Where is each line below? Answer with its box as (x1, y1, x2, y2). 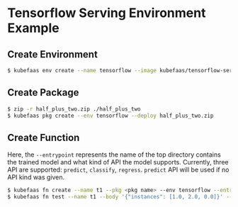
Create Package (7, 86, 79, 99)
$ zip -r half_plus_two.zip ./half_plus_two (7, 105, 141, 113)
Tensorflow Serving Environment (7, 5, 206, 21)
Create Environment (7, 48, 98, 60)
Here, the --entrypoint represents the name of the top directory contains (7, 150, 221, 159)
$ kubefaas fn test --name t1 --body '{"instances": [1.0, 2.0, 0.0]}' (7, 194, 223, 201)
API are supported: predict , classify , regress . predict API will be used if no (7, 165, 229, 174)
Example (7, 20, 59, 36)
